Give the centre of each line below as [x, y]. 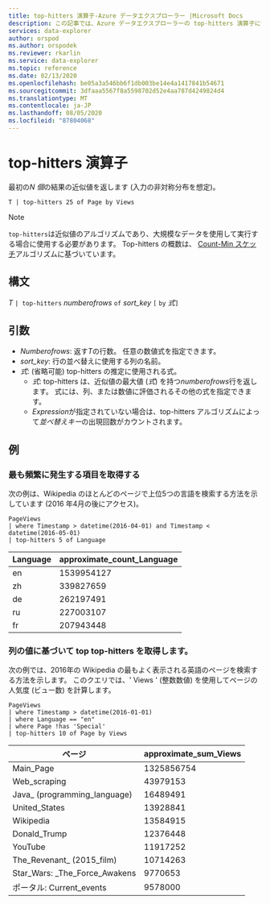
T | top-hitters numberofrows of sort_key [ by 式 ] [94, 302]
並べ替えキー [60, 422]
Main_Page [33, 769]
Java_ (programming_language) [72, 794]
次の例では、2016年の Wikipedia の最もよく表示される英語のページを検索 [130, 670]
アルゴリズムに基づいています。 [68, 254]
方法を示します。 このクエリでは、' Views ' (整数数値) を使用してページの [136, 680]
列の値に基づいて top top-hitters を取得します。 [100, 651]
